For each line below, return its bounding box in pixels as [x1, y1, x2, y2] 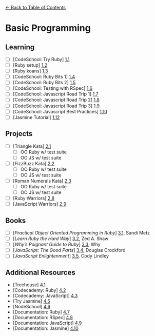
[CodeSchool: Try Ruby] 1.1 [12, 56, 70, 62]
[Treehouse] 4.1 [12, 282, 46, 288]
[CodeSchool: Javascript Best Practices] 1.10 [12, 108, 108, 114]
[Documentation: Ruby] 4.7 [12, 309, 70, 315]
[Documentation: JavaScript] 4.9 [12, 320, 82, 326]
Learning [5, 43, 35, 51]
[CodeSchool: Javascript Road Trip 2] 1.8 [12, 97, 100, 103]
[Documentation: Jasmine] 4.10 [12, 325, 79, 331]
